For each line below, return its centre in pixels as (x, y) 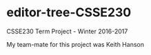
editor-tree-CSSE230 (69, 13)
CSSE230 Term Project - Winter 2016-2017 (67, 31)
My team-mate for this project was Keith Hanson (75, 44)
